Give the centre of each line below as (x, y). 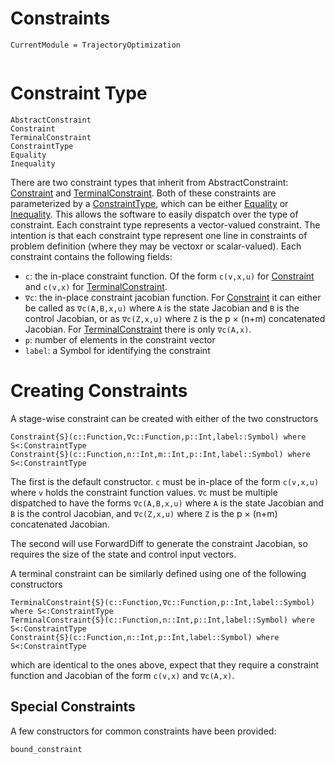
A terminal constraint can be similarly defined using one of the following (158, 573)
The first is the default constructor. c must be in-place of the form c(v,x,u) (165, 481)
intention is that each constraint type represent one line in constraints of (159, 235)
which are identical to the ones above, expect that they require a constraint (165, 664)
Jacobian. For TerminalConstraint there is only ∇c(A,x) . (138, 329)
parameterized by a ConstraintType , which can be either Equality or (149, 203)
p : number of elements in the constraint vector (120, 339)
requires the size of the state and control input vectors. (123, 554)
